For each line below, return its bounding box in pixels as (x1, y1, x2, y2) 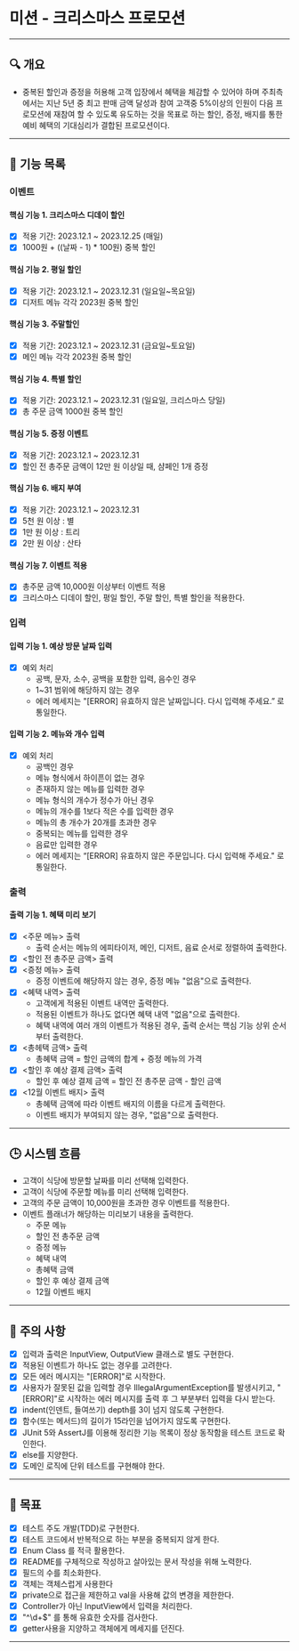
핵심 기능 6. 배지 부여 (9, 482, 82, 494)
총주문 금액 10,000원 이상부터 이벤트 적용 (21, 581, 166, 592)
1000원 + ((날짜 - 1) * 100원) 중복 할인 (21, 242, 156, 253)
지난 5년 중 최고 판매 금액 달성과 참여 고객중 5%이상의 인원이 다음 (45, 97, 274, 108)
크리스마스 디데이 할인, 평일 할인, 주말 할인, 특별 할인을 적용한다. (21, 593, 246, 603)
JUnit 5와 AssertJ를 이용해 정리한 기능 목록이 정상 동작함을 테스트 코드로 (21, 1427, 276, 1437)
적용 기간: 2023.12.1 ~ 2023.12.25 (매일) (21, 231, 164, 241)
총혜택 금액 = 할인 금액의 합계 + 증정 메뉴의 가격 (35, 1054, 203, 1064)
